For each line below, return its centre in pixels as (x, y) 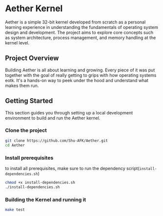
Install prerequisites (29, 158)
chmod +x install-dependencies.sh (40, 182)
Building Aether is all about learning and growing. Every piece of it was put (80, 70)
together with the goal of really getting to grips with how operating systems (81, 75)
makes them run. (22, 86)
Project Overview (32, 58)
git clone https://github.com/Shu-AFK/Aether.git (57, 140)
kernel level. (17, 43)
